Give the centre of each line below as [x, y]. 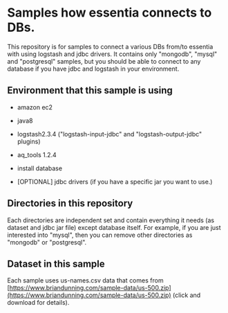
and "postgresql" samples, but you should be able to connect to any [104, 61]
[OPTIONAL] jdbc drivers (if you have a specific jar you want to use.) [115, 181]
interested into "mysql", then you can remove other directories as [100, 235]
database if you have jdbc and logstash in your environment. [93, 69]
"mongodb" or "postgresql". [47, 242]
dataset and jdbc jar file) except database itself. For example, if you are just [114, 227]
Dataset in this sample [56, 263]
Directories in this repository [70, 203]
